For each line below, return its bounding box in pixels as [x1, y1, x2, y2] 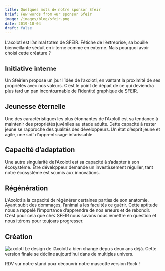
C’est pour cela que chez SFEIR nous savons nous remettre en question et [5, 213, 157, 219]
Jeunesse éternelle [5, 102, 66, 111]
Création [5, 232, 33, 241]
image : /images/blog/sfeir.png [5, 16, 70, 21]
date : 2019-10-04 [5, 21, 41, 26]
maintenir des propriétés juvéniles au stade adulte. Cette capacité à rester [5, 121, 156, 127]
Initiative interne [5, 64, 57, 72]
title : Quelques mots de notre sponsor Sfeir [5, 7, 101, 12]
